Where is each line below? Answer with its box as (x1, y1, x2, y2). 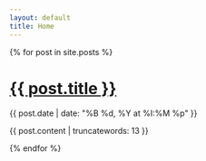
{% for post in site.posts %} (9, 46, 113, 57)
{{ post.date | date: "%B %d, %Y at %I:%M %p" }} (9, 108, 198, 118)
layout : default (9, 13, 71, 23)
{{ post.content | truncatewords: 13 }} (9, 126, 150, 137)
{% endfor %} (9, 143, 62, 154)
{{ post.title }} (9, 78, 117, 99)
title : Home (9, 22, 54, 31)
